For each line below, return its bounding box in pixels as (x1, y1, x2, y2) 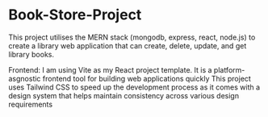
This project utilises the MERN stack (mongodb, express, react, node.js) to (8, 32, 256, 42)
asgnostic (8, 73, 41, 83)
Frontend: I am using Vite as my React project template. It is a (8, 65, 212, 74)
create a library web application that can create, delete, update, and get (8, 40, 247, 50)
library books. (8, 49, 55, 59)
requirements (8, 99, 53, 109)
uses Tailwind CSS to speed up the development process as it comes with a (8, 82, 261, 92)
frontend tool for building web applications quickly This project (42, 73, 252, 83)
